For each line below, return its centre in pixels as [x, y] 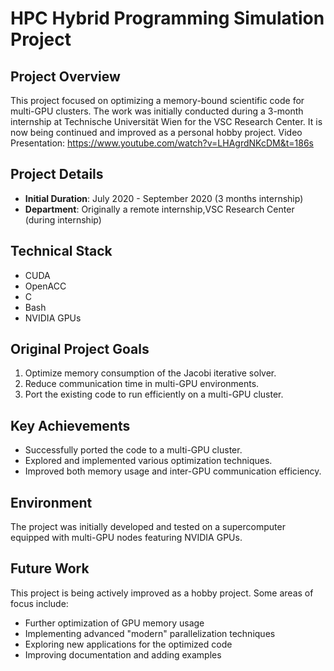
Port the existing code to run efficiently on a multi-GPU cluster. [154, 394]
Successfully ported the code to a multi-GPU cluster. [133, 450]
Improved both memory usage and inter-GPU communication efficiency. [173, 471]
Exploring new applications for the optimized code [128, 644]
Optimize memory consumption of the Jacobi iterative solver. [150, 373]
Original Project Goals [80, 349]
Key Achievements [70, 425]
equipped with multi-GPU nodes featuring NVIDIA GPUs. [126, 538]
